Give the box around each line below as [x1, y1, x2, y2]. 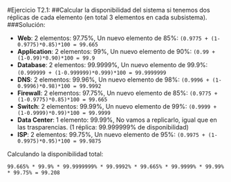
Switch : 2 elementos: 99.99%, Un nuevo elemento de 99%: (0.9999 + [17, 102, 217, 110]
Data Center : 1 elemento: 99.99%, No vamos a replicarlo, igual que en [17, 116, 217, 124]
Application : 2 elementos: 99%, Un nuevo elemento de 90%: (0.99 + [17, 48, 216, 55]
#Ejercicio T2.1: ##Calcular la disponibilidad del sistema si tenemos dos [7, 6, 210, 14]
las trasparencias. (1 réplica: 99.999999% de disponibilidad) [17, 123, 189, 131]
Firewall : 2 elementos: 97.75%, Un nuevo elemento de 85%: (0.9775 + [17, 89, 218, 97]
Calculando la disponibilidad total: [7, 150, 104, 158]
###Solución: [7, 21, 46, 28]
